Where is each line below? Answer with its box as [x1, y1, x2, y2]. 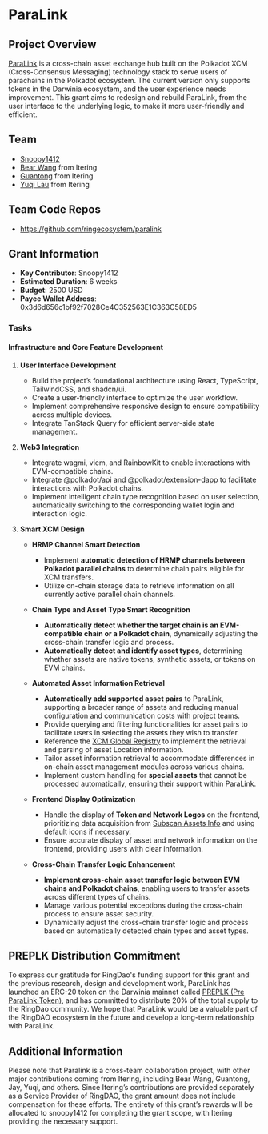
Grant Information [8, 247, 100, 261]
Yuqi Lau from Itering [19, 179, 90, 189]
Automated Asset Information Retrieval [31, 678, 166, 687]
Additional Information [8, 1044, 123, 1058]
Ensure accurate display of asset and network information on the [43, 835, 258, 845]
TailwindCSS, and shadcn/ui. [31, 384, 126, 394]
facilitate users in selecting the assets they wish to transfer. [43, 727, 240, 737]
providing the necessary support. [8, 1116, 118, 1126]
